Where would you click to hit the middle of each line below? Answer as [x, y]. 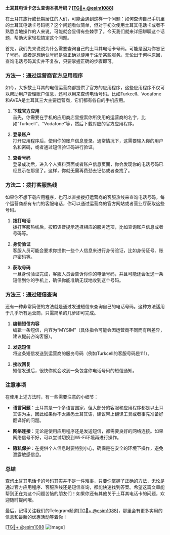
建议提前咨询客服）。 [34, 336]
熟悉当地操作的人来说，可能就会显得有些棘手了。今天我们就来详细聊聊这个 [83, 31]
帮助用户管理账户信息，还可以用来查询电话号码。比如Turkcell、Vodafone [86, 94]
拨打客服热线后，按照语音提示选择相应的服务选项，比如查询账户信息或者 [88, 227]
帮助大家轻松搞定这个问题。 [43, 38]
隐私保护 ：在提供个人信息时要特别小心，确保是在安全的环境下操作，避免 [88, 448]
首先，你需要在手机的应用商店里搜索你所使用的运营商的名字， [77, 117]
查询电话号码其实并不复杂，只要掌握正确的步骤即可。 [61, 61]
